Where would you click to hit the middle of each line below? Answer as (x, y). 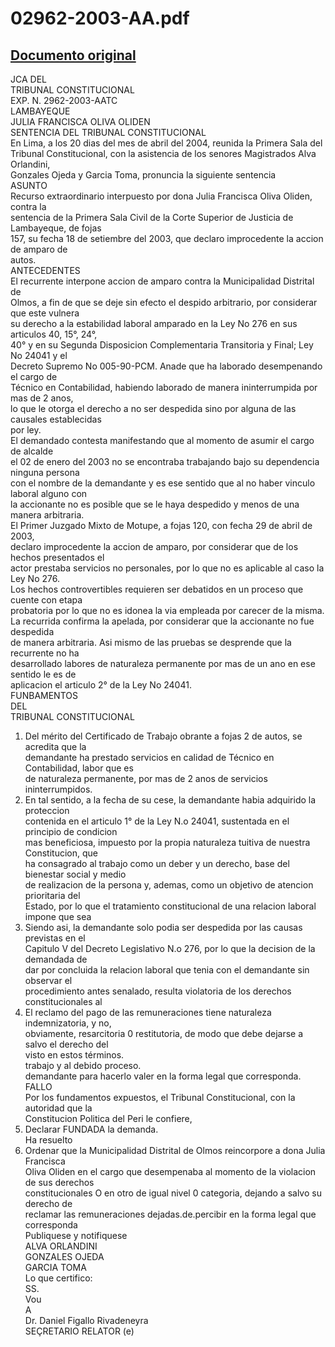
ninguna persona (45, 472)
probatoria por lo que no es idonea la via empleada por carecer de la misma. (167, 610)
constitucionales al (63, 1001)
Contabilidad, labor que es (79, 768)
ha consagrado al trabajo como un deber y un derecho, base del (157, 863)
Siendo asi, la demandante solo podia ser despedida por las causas (163, 927)
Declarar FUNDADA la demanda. (91, 1129)
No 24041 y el (39, 355)
